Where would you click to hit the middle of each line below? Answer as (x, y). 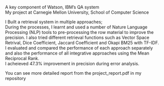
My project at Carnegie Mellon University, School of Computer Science (77, 12)
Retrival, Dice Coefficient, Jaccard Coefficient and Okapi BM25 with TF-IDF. (82, 43)
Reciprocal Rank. (22, 58)
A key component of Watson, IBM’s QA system (52, 7)
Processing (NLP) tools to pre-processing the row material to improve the (80, 32)
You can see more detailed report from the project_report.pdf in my (73, 73)
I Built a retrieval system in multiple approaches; (54, 22)
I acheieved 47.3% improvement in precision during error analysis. (72, 64)
